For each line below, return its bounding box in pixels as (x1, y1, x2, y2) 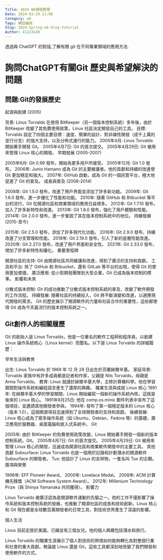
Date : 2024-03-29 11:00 (5, 12, 53, 16)
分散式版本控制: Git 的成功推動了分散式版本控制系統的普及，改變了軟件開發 (5, 286, 155, 292)
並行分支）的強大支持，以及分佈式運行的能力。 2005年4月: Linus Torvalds (5, 138, 153, 143)
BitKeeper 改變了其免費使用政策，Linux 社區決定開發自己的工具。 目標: (5, 126, 147, 131)
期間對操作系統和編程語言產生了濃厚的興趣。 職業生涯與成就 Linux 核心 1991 (5, 384, 157, 391)
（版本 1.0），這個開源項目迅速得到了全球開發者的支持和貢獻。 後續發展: (5, 409, 148, 415)
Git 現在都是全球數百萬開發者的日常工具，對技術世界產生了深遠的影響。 (10, 507, 154, 512)
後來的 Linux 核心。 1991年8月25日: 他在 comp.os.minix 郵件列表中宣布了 (5, 396, 151, 403)
